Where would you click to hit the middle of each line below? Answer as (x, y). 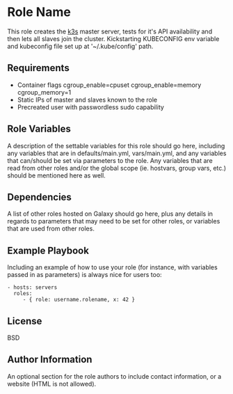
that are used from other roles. (51, 229)
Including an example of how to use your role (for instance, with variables (112, 267)
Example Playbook (48, 250)
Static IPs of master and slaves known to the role (87, 100)
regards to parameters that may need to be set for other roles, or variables (114, 221)
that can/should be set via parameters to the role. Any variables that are (110, 160)
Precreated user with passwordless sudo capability (91, 107)
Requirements (38, 68)
